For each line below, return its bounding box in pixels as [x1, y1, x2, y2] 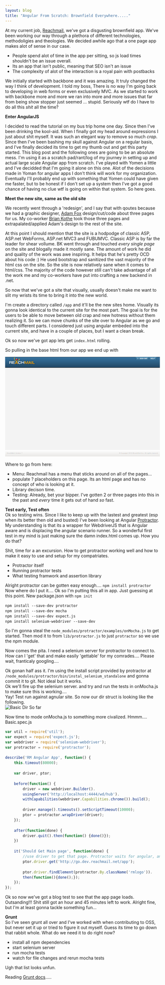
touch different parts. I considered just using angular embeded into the [5, 323, 148, 329]
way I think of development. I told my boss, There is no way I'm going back [5, 83, 157, 89]
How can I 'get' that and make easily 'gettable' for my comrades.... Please [5, 653, 155, 659]
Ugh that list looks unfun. [5, 965, 56, 971]
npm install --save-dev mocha [5, 609, 67, 613]
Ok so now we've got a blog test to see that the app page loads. [5, 894, 135, 900]
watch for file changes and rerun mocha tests [12, 955, 105, 961]
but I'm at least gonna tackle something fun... [5, 905, 97, 911]
